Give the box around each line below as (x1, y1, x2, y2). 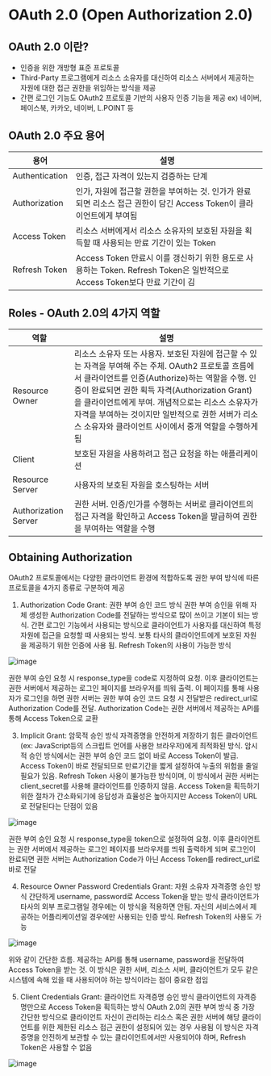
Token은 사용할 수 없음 (19, 1043, 93, 1053)
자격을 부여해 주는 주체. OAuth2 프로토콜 (83, 360, 230, 371)
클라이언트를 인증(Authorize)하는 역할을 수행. (83, 372, 248, 383)
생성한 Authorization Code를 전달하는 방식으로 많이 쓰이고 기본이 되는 (28, 610, 251, 620)
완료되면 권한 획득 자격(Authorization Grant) (91, 384, 252, 396)
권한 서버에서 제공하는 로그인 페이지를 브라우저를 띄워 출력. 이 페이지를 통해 (8, 684, 245, 693)
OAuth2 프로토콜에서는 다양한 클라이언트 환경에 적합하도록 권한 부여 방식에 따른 (8, 573, 260, 583)
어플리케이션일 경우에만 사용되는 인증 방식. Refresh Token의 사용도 (41, 912, 254, 922)
